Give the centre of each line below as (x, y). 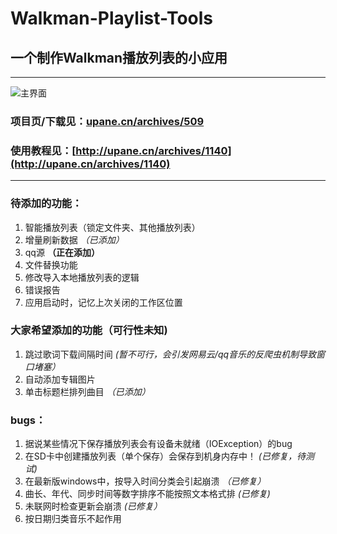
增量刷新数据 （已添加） (74, 239)
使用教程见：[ (43, 150)
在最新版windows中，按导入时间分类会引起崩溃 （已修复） (145, 481)
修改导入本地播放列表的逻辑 (82, 277)
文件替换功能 (51, 264)
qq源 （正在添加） (62, 252)
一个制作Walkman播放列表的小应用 (119, 57)
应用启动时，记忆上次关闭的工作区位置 (103, 302)
